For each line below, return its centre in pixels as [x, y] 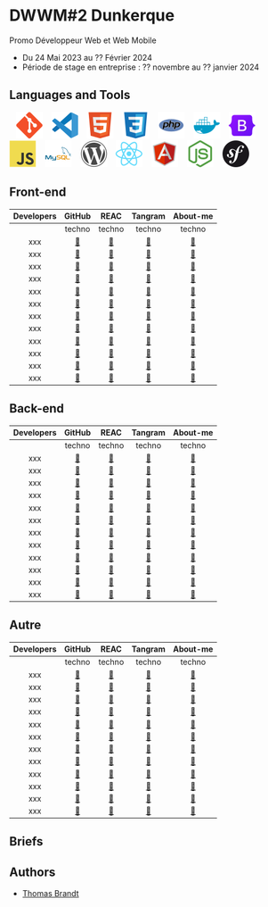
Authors [32, 872]
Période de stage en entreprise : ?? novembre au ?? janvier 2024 [141, 67]
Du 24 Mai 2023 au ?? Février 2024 [87, 57]
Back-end [37, 408]
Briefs [26, 841]
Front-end [38, 192]
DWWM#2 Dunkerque [92, 16]
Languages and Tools [70, 95]
